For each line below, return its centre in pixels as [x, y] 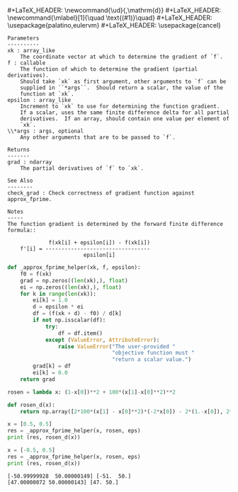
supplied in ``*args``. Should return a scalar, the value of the [121, 88]
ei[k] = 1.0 [51, 300]
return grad [38, 379]
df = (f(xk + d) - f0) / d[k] [77, 314]
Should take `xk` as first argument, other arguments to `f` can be [123, 81]
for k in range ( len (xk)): [58, 294]
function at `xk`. [47, 94]
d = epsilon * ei [58, 307]
